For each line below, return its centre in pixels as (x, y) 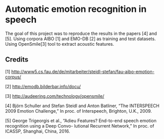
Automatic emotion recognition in (76, 9)
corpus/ (13, 77)
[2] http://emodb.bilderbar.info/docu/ (43, 86)
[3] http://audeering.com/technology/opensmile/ (55, 96)
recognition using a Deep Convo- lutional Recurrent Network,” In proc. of (80, 126)
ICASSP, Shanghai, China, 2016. (38, 131)
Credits (17, 60)
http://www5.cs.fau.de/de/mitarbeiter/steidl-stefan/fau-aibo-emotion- (83, 71)
